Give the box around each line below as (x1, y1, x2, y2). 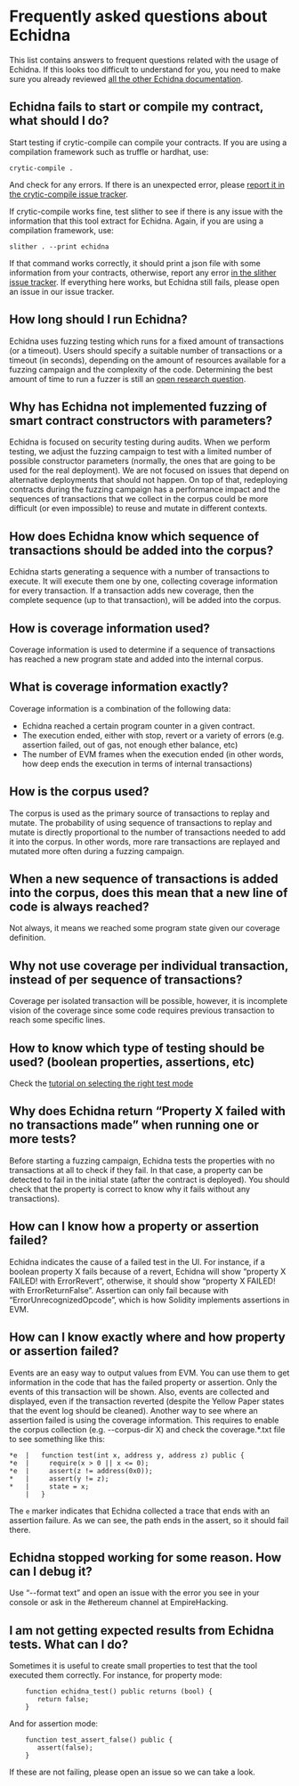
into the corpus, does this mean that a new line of (9, 885, 288, 901)
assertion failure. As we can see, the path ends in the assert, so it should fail (9, 1514, 289, 1525)
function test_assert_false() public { (25, 1735, 174, 1745)
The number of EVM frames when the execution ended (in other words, (21, 748, 285, 759)
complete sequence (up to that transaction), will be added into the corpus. (9, 595, 282, 606)
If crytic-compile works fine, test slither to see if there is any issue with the (9, 206, 283, 216)
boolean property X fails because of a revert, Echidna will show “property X (9, 1266, 287, 1276)
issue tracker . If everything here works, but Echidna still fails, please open (9, 276, 280, 287)
